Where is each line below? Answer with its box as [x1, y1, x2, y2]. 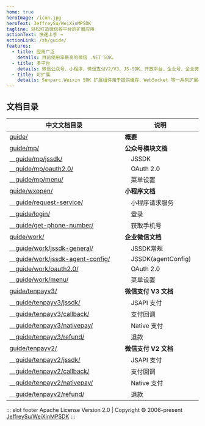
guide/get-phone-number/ [15, 221, 94, 229]
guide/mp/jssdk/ [15, 154, 63, 163]
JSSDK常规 [131, 244, 164, 252]
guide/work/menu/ [15, 275, 69, 284]
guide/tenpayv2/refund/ [15, 389, 85, 398]
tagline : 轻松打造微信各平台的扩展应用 [6, 26, 95, 32]
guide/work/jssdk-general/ [15, 244, 93, 252]
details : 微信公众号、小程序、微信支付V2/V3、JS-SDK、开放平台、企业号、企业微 [17, 65, 200, 72]
